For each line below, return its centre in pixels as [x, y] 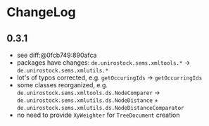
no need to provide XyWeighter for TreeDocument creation [98, 115]
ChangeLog [41, 12]
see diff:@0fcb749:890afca [57, 55]
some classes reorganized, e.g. [62, 85]
